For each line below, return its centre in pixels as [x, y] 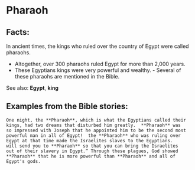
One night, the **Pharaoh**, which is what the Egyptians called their [96, 120]
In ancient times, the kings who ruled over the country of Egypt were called [97, 46]
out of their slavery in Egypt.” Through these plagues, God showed [92, 151]
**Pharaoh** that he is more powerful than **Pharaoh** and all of [91, 156]
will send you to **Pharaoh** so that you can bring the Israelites [92, 146]
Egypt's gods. [24, 161]
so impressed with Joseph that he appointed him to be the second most [96, 130]
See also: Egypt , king [32, 88]
